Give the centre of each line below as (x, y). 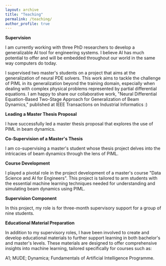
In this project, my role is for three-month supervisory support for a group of (83, 208)
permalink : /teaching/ (29, 19)
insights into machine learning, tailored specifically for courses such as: (79, 249)
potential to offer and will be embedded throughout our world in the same (80, 58)
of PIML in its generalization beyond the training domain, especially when (80, 84)
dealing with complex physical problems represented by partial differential (81, 89)
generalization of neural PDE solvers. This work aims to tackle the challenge (83, 78)
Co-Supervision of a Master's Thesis (44, 139)
